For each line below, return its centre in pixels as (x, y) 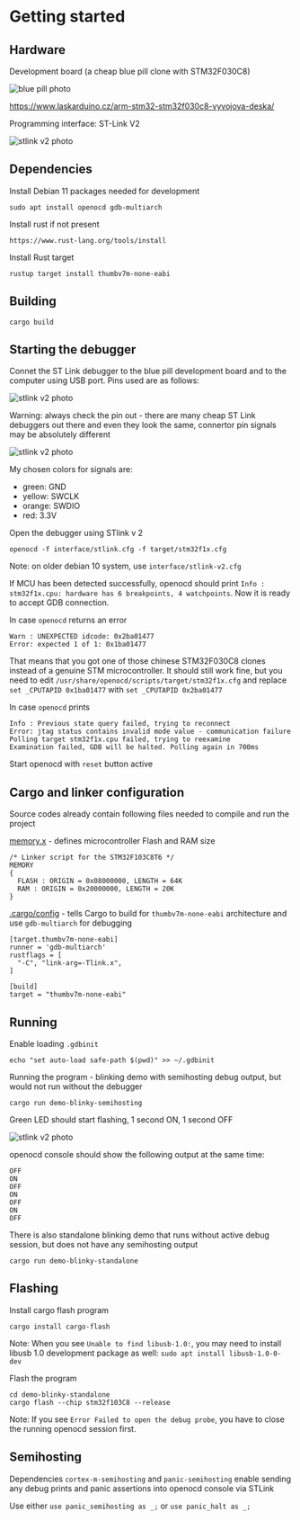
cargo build (31, 322)
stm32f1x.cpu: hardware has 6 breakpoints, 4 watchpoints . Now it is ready (150, 593)
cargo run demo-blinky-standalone (74, 1261)
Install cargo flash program (59, 1310)
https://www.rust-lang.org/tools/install (88, 240)
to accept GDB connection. (59, 603)
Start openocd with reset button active (81, 764)
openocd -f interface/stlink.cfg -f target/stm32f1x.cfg (118, 550)
